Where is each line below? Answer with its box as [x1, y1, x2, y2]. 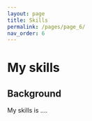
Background [7, 87, 61, 99]
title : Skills [7, 17, 49, 24]
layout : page [7, 10, 45, 17]
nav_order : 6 [7, 29, 45, 37]
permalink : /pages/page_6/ [7, 23, 86, 30]
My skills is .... [7, 106, 47, 115]
